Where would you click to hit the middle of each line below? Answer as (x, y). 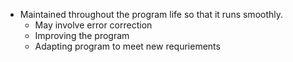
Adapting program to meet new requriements (127, 46)
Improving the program (82, 35)
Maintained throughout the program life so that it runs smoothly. (151, 14)
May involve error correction (93, 25)
